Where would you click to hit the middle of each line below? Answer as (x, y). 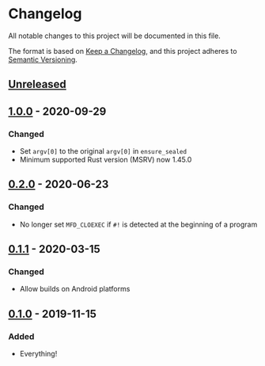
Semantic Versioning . (43, 59)
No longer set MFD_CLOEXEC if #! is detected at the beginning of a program (138, 224)
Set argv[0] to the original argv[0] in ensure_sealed (103, 151)
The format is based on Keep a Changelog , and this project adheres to (123, 51)
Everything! (38, 354)
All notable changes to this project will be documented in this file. (115, 36)
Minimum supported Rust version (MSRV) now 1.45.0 (106, 160)
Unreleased (38, 84)
